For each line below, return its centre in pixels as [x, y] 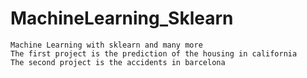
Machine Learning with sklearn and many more [106, 45]
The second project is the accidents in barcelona [118, 62]
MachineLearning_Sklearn [122, 18]
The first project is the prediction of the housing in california [154, 53]
